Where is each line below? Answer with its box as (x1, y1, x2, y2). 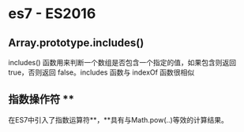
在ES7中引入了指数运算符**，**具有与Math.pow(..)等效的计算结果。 (8, 115, 229, 124)
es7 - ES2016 (8, 5, 96, 23)
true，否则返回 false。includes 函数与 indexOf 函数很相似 (8, 68, 195, 77)
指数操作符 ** (8, 93, 75, 106)
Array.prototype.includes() (8, 36, 145, 49)
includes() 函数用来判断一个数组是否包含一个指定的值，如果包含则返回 (8, 58, 237, 67)
